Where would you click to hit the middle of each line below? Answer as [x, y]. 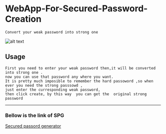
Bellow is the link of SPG [35, 115]
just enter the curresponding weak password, [53, 90]
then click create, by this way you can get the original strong [76, 94]
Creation [23, 19]
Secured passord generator [33, 126]
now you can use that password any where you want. [59, 77]
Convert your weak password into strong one [52, 32]
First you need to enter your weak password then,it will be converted [80, 68]
